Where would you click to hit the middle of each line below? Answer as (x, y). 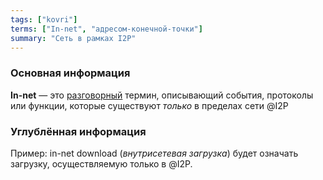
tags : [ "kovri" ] (44, 19)
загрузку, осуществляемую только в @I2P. (101, 163)
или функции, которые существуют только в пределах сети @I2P (149, 105)
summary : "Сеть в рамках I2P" (73, 38)
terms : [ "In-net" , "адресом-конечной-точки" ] (106, 29)
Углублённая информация (78, 131)
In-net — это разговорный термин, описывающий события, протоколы (162, 95)
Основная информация (70, 73)
